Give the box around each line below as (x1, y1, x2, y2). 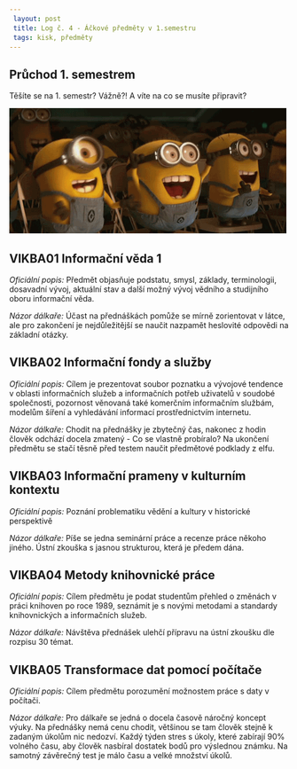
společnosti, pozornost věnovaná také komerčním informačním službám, (9, 397, 275, 408)
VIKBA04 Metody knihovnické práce (9, 568, 215, 583)
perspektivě (9, 515, 53, 526)
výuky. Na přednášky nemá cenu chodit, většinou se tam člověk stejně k (9, 722, 273, 733)
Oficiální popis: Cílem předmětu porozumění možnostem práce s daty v (9, 686, 270, 696)
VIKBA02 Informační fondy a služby (9, 355, 212, 370)
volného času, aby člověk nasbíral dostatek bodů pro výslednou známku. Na (9, 741, 288, 751)
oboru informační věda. (9, 294, 95, 303)
